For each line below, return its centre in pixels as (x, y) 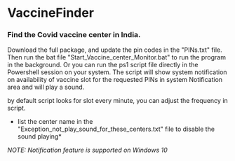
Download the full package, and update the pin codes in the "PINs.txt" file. (115, 50)
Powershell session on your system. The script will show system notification (117, 72)
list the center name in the (55, 122)
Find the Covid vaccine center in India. (74, 35)
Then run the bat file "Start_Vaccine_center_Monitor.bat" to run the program (117, 57)
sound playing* (39, 136)
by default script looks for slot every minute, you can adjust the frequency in (117, 101)
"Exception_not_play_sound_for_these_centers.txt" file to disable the (116, 129)
